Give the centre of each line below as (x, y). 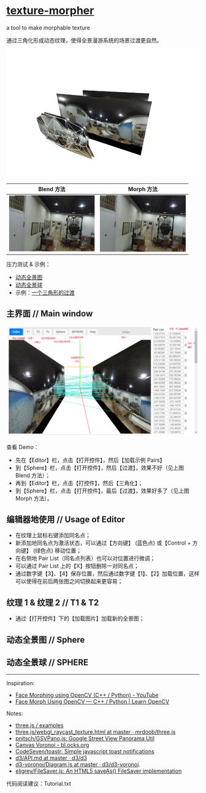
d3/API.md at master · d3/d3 (51, 758)
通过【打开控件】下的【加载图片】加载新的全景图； (80, 619)
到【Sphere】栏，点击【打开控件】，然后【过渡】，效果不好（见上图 (99, 467)
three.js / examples (39, 726)
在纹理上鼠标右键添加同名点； (53, 535)
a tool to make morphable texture (48, 28)
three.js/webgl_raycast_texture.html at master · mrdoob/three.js (95, 732)
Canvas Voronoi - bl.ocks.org (52, 745)
